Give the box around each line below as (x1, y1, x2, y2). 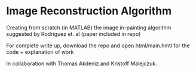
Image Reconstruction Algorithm (6, 4, 172, 18)
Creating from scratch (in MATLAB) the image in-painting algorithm (6, 24, 171, 31)
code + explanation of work (6, 48, 74, 55)
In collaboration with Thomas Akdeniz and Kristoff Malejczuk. (6, 60, 157, 67)
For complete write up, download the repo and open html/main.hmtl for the (6, 42, 190, 49)
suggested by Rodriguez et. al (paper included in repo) (6, 30, 141, 37)
